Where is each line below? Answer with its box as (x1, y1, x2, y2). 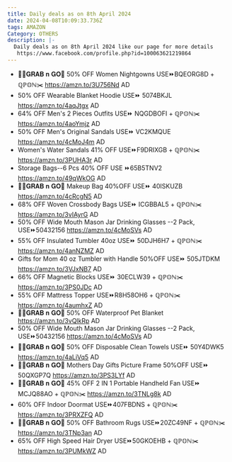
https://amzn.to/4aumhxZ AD (17, 300, 103, 309)
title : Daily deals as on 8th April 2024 (7, 10, 132, 18)
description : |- (7, 37, 55, 44)
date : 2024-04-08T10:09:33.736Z (7, 17, 103, 24)
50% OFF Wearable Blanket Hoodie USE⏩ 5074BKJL (17, 91, 173, 99)
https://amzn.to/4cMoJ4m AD (17, 137, 105, 146)
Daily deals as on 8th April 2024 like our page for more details (13, 43, 214, 50)
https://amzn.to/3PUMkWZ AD (17, 446, 108, 455)
